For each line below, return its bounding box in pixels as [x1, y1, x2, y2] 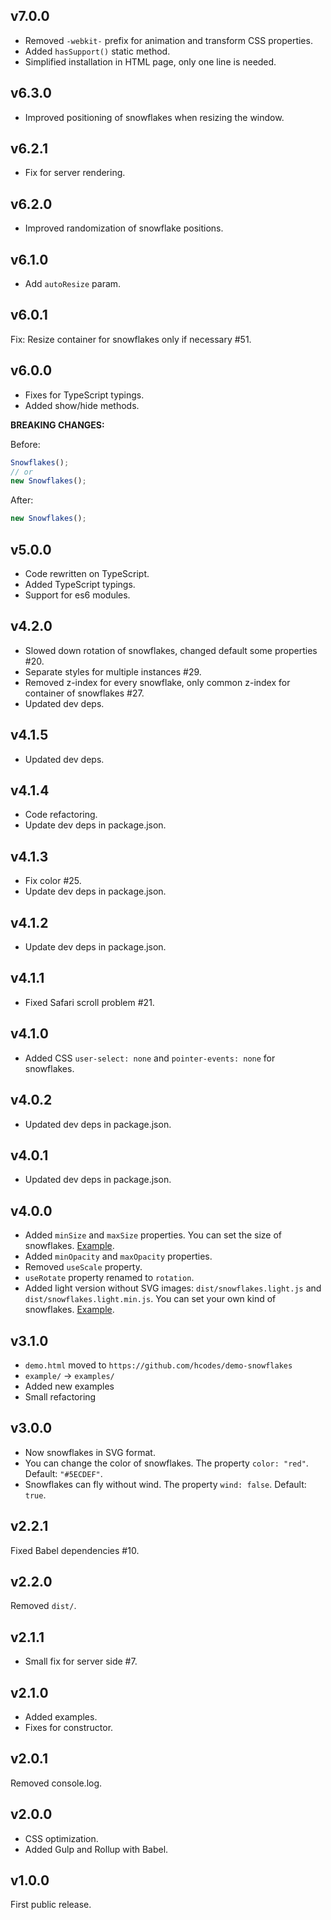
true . [24, 1489, 47, 1501]
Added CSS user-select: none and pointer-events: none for [24, 1052, 276, 1064]
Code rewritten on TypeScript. [24, 568, 150, 579]
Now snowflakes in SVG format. [24, 1446, 156, 1458]
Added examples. [24, 1711, 98, 1723]
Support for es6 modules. [24, 589, 131, 601]
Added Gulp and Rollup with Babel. [24, 1843, 169, 1855]
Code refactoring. [24, 809, 98, 821]
